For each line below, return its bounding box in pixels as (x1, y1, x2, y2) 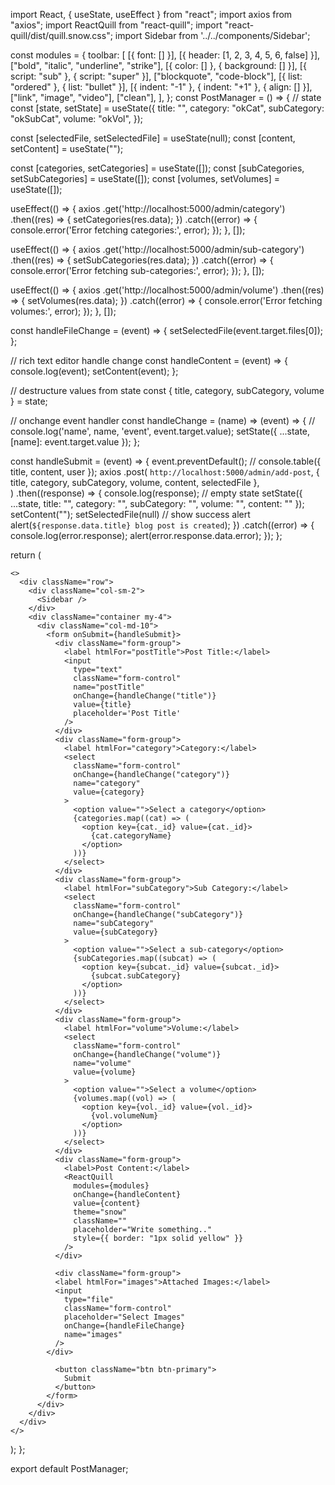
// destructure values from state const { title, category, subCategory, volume (10, 385, 325, 396)
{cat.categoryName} (90, 831, 172, 841)
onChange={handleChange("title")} (73, 691, 217, 701)
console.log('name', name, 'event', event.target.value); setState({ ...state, (10, 425, 311, 437)
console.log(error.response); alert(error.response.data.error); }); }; (10, 530, 283, 541)
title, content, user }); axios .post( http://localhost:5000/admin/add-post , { (10, 466, 320, 478)
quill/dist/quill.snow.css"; (10, 30, 113, 41)
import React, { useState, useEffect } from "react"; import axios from (10, 9, 293, 20)
